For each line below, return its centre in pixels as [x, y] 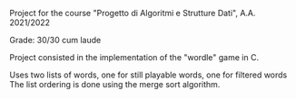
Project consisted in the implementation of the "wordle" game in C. [134, 57]
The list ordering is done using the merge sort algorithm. [115, 84]
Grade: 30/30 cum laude [55, 40]
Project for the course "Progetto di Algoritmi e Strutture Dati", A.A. [133, 13]
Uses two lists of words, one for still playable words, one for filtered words [148, 75]
